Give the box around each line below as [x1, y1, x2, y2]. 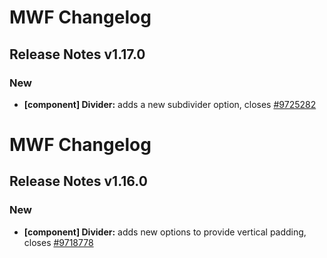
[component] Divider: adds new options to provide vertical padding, [23, 226, 307, 238]
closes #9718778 [23, 236, 94, 248]
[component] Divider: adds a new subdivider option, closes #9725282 [23, 98, 317, 110]
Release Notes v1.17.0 [9, 46, 146, 63]
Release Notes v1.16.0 [9, 173, 148, 190]
